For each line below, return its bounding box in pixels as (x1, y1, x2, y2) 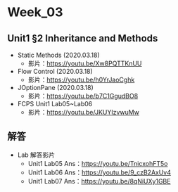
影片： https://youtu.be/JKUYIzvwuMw (27, 108, 139, 116)
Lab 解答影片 (17, 151, 56, 159)
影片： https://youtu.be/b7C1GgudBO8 (27, 92, 139, 100)
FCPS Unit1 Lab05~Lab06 (17, 100, 93, 108)
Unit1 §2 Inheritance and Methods (7, 32, 158, 44)
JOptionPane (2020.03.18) (17, 84, 94, 91)
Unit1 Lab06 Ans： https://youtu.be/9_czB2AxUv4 (27, 168, 171, 177)
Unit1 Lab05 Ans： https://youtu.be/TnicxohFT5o (27, 159, 168, 167)
